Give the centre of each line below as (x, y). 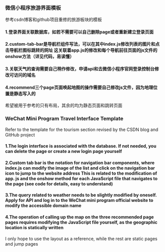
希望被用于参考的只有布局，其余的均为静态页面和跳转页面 (64, 106)
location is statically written (34, 227)
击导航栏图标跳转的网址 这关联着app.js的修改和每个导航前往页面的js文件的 (81, 50)
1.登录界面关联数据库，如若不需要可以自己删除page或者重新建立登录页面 (79, 32)
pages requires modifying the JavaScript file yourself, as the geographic (81, 222)
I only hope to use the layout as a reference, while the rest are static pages (81, 239)
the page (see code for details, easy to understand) (59, 184)
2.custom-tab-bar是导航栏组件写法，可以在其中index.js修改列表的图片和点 (82, 44)
